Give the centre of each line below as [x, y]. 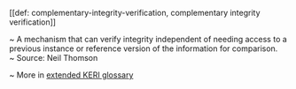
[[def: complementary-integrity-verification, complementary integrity [135, 13]
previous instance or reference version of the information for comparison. [144, 48]
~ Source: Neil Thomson [54, 58]
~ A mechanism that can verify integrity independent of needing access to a [148, 39]
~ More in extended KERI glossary [71, 75]
